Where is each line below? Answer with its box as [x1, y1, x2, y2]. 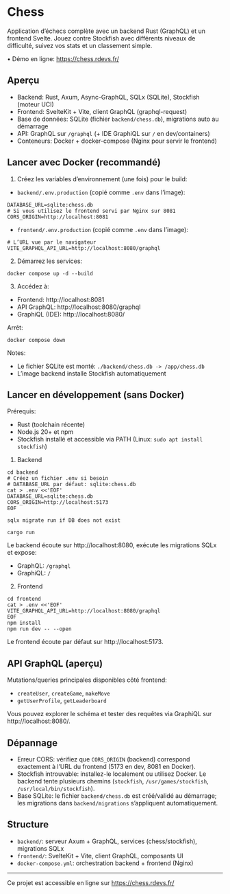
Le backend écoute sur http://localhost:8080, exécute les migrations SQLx [7, 541, 217, 549]
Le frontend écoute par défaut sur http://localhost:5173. [7, 638, 164, 646]
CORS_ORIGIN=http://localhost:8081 [7, 214, 109, 220]
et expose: [7, 549, 37, 557]
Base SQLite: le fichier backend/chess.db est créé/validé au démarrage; [16, 792, 217, 800]
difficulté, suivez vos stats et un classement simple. [7, 41, 153, 49]
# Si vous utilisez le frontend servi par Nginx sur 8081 [7, 207, 176, 214]
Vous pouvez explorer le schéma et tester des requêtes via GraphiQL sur [7, 710, 212, 718]
